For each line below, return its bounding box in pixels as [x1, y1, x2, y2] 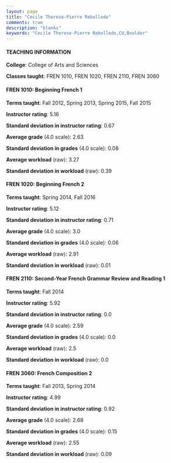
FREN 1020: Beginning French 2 [6, 181, 85, 188]
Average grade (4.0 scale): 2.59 [6, 322, 84, 329]
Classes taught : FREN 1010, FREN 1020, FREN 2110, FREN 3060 [6, 73, 160, 80]
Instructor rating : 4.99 [6, 394, 61, 401]
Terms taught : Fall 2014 [6, 288, 64, 295]
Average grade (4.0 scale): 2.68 [6, 417, 84, 424]
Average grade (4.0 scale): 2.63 [6, 133, 84, 140]
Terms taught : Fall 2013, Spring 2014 [6, 383, 96, 390]
